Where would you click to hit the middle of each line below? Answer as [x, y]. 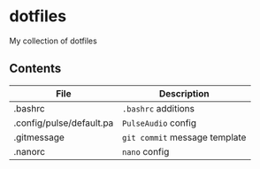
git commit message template [184, 137]
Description [184, 93]
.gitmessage [39, 137]
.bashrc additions [159, 108]
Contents [35, 69]
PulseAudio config [160, 123]
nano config [146, 151]
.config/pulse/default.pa [64, 123]
